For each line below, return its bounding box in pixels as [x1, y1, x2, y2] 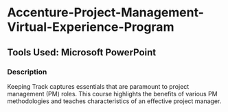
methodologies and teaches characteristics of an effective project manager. [7, 97, 222, 105]
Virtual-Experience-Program [7, 19, 174, 35]
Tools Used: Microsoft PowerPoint [7, 46, 157, 58]
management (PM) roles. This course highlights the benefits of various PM [7, 89, 218, 98]
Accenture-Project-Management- [7, 5, 205, 20]
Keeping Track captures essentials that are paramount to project [7, 82, 190, 90]
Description [7, 67, 47, 76]
